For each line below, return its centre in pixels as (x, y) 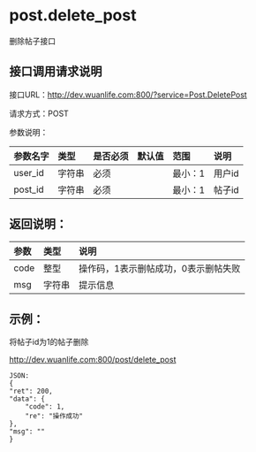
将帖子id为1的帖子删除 (49, 342)
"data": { (27, 399)
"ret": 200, (31, 391)
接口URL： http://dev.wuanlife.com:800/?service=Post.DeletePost (128, 95)
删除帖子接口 (32, 41)
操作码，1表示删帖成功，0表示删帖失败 (159, 268)
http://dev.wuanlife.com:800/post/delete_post (93, 360)
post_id (29, 189)
